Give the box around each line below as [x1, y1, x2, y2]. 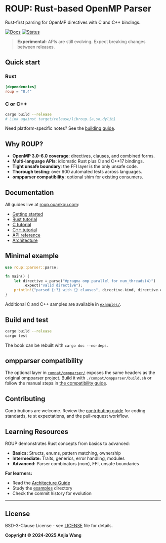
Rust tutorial [12, 217, 37, 222]
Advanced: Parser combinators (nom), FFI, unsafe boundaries [12, 461, 139, 467]
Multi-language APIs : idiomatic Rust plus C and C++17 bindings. [12, 158, 144, 164]
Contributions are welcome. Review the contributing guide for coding [5, 408, 146, 414]
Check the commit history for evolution [12, 490, 92, 496]
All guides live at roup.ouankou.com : [5, 202, 80, 208]
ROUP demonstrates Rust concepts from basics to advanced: [5, 440, 130, 446]
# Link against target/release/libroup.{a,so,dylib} [5, 116, 116, 121]
